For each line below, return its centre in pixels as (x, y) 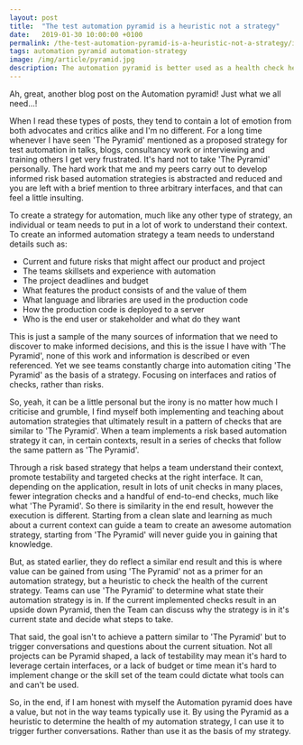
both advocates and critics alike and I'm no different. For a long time (136, 130)
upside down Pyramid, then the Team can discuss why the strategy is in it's (150, 610)
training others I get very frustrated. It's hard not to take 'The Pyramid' (140, 159)
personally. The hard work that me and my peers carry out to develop (138, 169)
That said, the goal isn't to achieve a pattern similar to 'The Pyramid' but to (148, 637)
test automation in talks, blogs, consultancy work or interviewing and (137, 149)
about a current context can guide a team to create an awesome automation (151, 525)
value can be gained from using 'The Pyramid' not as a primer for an (136, 571)
